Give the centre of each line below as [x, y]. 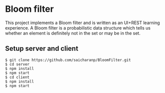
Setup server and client [42, 48]
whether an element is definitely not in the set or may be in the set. [73, 33]
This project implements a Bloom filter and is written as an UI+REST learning [82, 23]
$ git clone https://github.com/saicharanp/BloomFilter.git [68, 60]
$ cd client [17, 77]
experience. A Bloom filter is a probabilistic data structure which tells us [78, 28]
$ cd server [17, 64]
